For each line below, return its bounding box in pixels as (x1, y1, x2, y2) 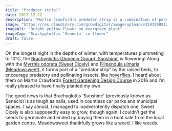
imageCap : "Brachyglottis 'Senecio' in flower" (5, 31, 109, 36)
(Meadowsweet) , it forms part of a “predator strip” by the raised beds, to (5, 66, 159, 72)
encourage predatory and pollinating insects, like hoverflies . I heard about (5, 72, 161, 78)
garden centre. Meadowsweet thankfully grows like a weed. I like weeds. (5, 120, 159, 126)
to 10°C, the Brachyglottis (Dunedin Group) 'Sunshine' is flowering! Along (5, 55, 160, 61)
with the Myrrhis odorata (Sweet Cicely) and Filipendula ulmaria (5, 61, 140, 67)
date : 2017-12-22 (5, 12, 42, 17)
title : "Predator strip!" (5, 7, 60, 13)
